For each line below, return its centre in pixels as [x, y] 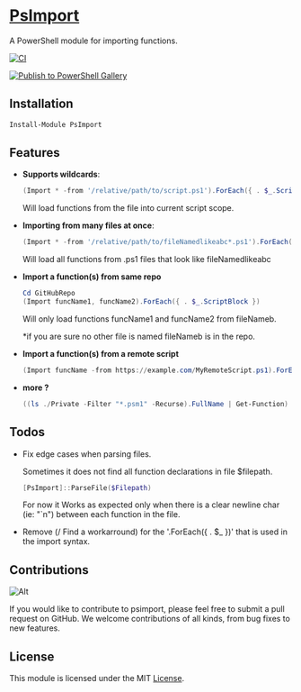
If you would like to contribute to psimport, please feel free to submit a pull [147, 609]
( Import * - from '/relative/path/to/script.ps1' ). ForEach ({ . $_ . [149, 191]
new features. [35, 628]
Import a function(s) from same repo [92, 277]
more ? [35, 387]
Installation [41, 104]
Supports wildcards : [61, 174]
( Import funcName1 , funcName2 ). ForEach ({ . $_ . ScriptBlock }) [141, 302]
